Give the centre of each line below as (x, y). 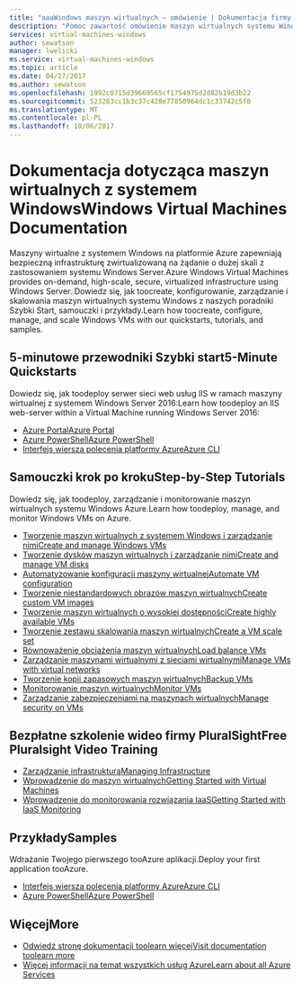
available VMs (48, 621)
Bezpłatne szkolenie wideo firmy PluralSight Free (148, 735)
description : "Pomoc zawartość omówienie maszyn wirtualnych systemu (142, 26)
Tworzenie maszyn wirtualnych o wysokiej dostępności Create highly (149, 611)
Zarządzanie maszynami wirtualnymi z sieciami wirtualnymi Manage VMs (156, 659)
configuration (47, 583)
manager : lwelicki (44, 51)
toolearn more (49, 955)
